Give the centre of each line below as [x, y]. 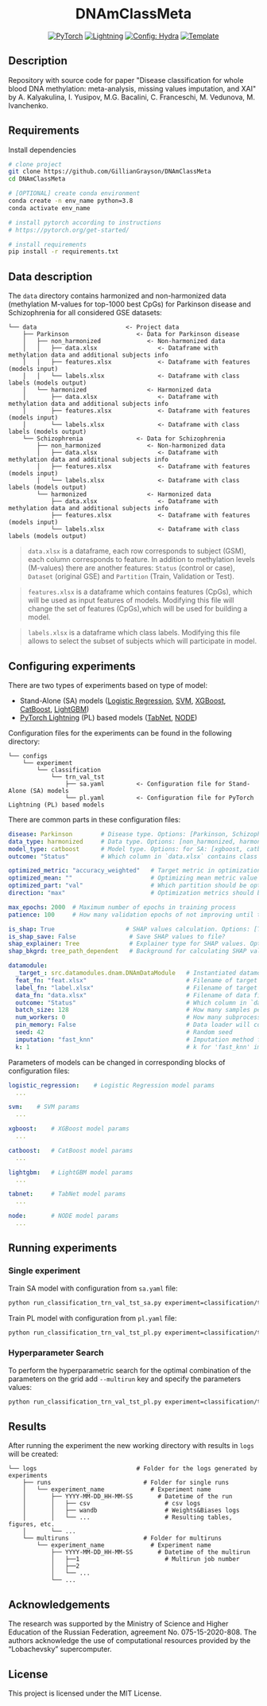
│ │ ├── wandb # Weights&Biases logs [131, 1511]
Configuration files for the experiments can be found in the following [120, 732]
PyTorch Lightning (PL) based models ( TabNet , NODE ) [108, 717]
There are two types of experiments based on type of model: [108, 685]
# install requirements [48, 244]
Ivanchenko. [29, 105]
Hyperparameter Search [56, 1353]
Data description [50, 277]
